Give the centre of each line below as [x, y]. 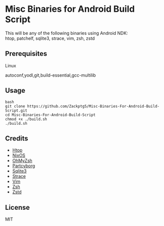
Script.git [16, 111]
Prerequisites [26, 54]
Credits [17, 138]
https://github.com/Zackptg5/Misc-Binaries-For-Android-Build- [93, 106]
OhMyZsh [22, 161]
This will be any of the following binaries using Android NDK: [66, 33]
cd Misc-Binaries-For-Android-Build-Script [50, 115]
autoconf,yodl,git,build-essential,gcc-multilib [50, 75]
